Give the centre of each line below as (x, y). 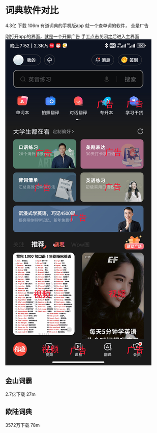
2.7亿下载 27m (20, 394)
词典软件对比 (32, 10)
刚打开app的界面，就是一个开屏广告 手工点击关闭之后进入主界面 (72, 36)
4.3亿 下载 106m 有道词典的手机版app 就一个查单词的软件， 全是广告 (77, 25)
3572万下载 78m (23, 425)
